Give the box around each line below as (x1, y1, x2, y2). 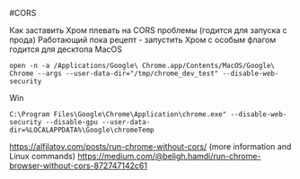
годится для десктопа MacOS (9, 44, 123, 55)
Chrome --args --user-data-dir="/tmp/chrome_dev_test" (9, 69, 219, 78)
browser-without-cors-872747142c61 (9, 160, 148, 171)
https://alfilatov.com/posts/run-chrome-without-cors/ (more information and (9, 141, 292, 151)
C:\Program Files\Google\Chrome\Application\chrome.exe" (9, 110, 227, 119)
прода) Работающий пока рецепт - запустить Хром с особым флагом (9, 35, 277, 45)
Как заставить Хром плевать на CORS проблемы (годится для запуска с (9, 25, 287, 35)
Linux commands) (9, 151, 76, 161)
